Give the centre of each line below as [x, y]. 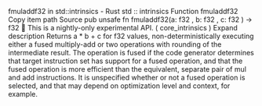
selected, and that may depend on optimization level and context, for [119, 86]
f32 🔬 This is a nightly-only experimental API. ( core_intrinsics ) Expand [123, 28]
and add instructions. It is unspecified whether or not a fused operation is [127, 78]
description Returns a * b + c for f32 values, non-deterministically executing [131, 36]
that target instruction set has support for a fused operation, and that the [126, 61]
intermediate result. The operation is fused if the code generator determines [131, 53]
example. [23, 94]
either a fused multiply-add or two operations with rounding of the [115, 44]
